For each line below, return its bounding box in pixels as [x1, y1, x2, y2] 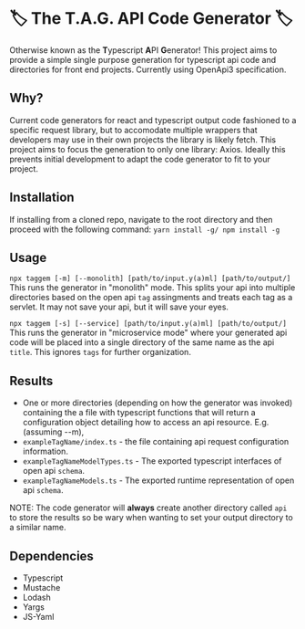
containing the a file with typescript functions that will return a [22, 407, 257, 418]
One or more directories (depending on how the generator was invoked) [22, 397, 293, 408]
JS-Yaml [22, 612, 55, 622]
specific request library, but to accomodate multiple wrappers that [9, 124, 258, 135]
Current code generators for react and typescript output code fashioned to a [9, 114, 297, 125]
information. [22, 446, 68, 457]
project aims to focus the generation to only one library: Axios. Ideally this [9, 143, 286, 154]
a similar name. [9, 522, 66, 533]
